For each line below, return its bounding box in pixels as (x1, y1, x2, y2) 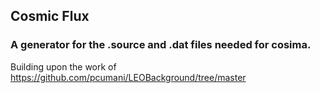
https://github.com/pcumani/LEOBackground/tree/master (10, 71, 247, 83)
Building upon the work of (10, 60, 117, 73)
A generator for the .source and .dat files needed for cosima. (10, 38, 312, 52)
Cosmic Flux (10, 8, 90, 25)
